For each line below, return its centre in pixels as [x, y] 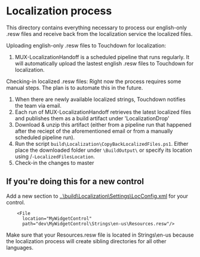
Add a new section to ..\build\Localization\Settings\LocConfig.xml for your [97, 196]
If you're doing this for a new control [75, 181]
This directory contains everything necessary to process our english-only [96, 27]
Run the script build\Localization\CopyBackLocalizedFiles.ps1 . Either [101, 143]
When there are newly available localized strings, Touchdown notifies [100, 99]
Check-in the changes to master [54, 163]
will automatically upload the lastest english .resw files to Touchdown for [104, 63]
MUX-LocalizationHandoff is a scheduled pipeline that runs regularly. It [102, 57]
